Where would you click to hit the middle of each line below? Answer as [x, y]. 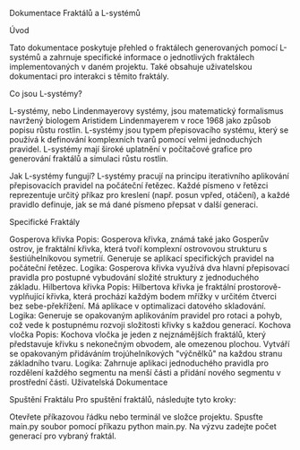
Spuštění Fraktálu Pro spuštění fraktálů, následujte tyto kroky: [123, 399]
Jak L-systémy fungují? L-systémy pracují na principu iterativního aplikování [149, 176]
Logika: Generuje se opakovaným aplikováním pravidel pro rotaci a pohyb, [146, 316]
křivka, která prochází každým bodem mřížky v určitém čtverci [162, 296]
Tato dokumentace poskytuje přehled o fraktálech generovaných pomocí [143, 48]
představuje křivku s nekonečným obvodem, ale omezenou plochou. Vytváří [150, 344]
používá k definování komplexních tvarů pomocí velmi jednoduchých [136, 139]
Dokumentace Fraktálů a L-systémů [75, 13]
